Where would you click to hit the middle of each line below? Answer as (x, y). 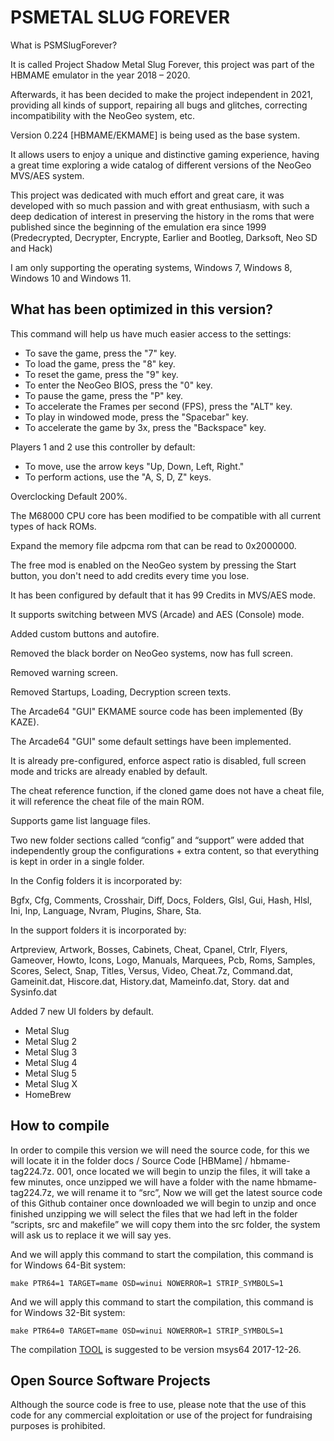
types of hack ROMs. (53, 526)
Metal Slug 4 (51, 1062)
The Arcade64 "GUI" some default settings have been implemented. (151, 741)
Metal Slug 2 (51, 1041)
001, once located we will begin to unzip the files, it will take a (183, 1171)
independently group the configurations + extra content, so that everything (165, 850)
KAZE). (25, 722)
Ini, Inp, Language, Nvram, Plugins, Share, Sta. (106, 910)
